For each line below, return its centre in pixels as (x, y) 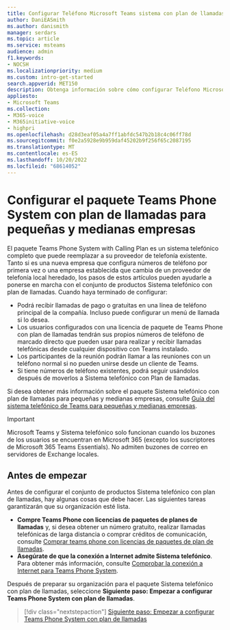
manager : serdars (32, 33)
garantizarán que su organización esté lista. (69, 507)
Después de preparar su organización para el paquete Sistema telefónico (110, 584)
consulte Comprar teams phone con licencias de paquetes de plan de (115, 542)
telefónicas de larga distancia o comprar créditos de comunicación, (112, 534)
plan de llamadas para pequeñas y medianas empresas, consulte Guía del (111, 399)
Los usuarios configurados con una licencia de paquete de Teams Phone (120, 327)
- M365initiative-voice (41, 122)
